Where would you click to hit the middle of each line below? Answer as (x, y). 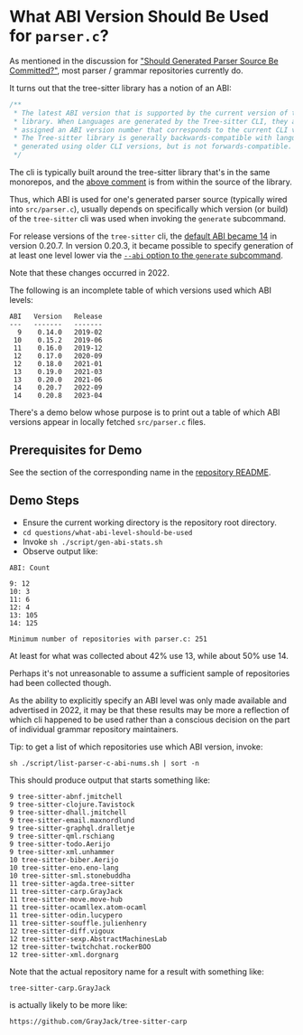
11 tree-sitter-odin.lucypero (66, 915)
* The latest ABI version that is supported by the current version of (151, 113)
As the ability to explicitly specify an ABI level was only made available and (148, 700)
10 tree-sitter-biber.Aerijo (64, 860)
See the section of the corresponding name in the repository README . (140, 472)
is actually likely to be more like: (69, 1004)
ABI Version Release (56, 317)
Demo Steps (44, 500)
